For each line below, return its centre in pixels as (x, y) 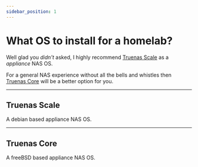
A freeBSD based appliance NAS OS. (51, 158)
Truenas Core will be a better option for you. (60, 81)
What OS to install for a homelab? (89, 40)
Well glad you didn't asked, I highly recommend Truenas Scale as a (88, 57)
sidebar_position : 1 (32, 12)
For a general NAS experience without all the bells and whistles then (89, 75)
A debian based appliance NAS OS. (49, 119)
